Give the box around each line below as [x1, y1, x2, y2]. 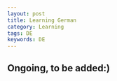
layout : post [7, 10, 46, 17]
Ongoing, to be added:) [7, 62, 111, 74]
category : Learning [7, 23, 64, 30]
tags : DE [7, 29, 33, 37]
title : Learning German [7, 17, 77, 24]
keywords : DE [7, 36, 46, 43]
